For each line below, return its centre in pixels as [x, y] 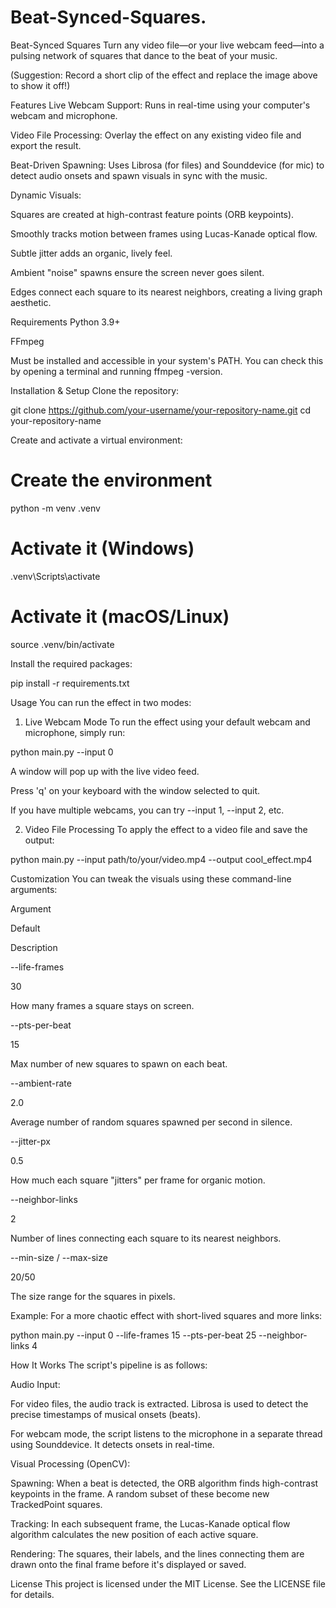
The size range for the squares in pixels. [93, 1296]
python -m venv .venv [55, 508]
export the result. [46, 145]
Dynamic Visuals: [46, 195]
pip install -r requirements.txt [70, 683]
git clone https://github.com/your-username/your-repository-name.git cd [161, 410]
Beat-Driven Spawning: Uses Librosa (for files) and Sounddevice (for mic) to [167, 165]
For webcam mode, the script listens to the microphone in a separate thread [166, 1433]
